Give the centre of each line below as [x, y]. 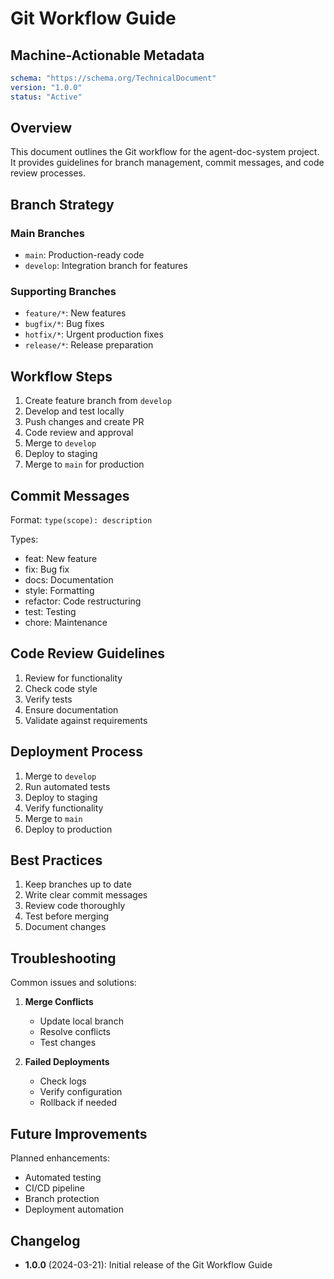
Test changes [68, 1043]
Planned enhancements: [60, 1158]
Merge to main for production [84, 464]
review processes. [48, 173]
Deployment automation [74, 1209]
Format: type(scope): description [81, 520]
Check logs [63, 1081]
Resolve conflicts [75, 1032]
